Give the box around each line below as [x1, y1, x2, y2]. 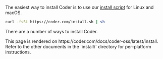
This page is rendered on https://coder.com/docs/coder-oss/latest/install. [5, 38, 158, 44]
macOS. [5, 10, 22, 16]
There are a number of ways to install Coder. [5, 28, 98, 34]
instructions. [5, 49, 31, 55]
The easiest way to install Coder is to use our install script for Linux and [5, 5, 154, 10]
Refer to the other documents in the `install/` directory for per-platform [5, 43, 151, 49]
